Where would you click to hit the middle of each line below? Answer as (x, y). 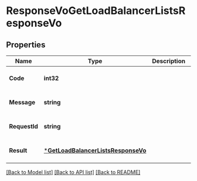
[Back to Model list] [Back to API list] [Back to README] (73, 172)
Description (169, 61)
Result (18, 150)
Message (22, 102)
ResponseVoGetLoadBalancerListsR (96, 11)
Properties (26, 45)
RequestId (23, 126)
